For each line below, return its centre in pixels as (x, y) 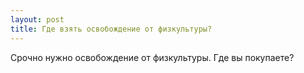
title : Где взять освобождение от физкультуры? (111, 29)
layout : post (37, 19)
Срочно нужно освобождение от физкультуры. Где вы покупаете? (152, 57)
